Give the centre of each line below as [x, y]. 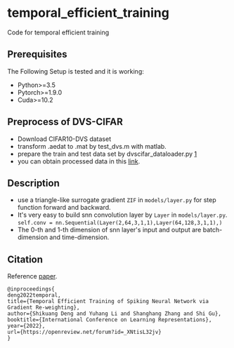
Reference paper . [32, 276]
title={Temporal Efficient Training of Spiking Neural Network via [108, 302]
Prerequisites [37, 54]
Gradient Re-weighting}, [44, 308]
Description [33, 183]
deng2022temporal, [34, 295]
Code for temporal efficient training [58, 32]
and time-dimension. [79, 237]
